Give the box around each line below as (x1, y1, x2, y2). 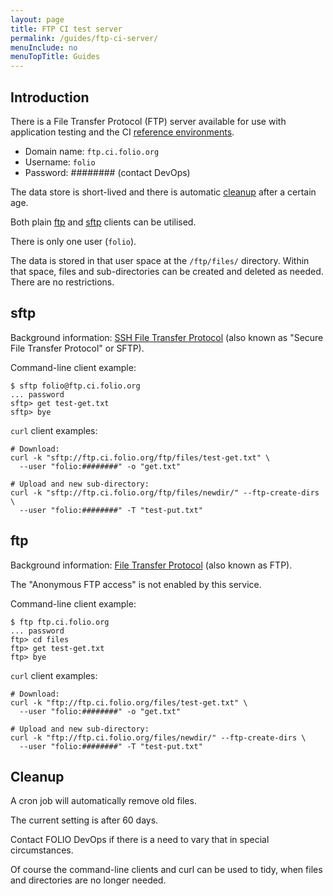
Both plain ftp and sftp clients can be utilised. (10, 216, 197, 228)
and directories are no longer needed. (10, 874, 167, 886)
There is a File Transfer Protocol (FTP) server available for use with (10, 115, 287, 127)
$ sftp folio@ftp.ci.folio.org (10, 381, 141, 391)
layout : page (10, 14, 65, 25)
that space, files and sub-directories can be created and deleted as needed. (10, 265, 324, 277)
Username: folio (24, 156, 96, 168)
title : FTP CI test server (10, 24, 123, 34)
